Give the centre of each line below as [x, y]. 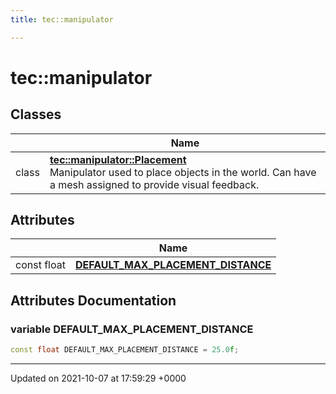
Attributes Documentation [93, 300]
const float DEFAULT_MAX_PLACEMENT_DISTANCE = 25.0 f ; [125, 350]
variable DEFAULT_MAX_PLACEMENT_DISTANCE [132, 329]
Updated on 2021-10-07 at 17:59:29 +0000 [98, 378]
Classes [36, 114]
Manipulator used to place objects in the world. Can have [183, 172]
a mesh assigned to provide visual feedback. [154, 184]
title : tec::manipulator [62, 19]
